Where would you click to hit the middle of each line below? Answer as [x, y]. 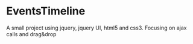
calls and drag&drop [31, 34]
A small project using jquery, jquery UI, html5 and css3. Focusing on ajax [96, 28]
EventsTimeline [46, 11]
